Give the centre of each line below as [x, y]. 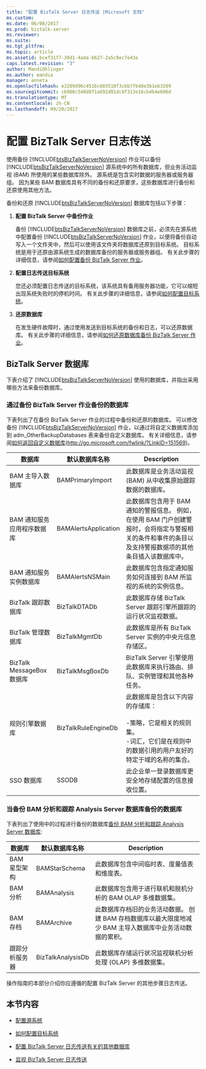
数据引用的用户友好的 [162, 751]
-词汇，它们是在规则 [155, 741]
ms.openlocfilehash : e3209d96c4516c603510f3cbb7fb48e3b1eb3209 [89, 87]
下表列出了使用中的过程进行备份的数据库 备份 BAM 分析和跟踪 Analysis [95, 824]
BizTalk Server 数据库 [48, 364]
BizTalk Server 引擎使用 [159, 657]
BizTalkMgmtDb [79, 636]
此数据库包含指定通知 [156, 568]
